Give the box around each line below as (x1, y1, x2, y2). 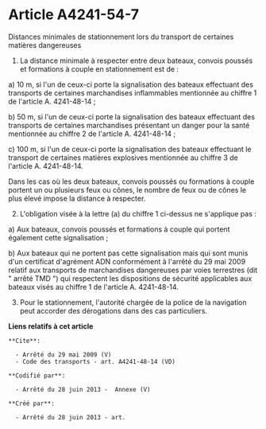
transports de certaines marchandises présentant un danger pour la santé (8, 120, 250, 130)
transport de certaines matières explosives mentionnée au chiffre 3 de (8, 153, 238, 162)
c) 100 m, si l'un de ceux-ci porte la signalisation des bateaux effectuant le (8, 144, 252, 154)
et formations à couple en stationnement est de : (19, 64, 179, 73)
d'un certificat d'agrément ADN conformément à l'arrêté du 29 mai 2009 (8, 256, 246, 266)
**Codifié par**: (8, 372, 66, 380)
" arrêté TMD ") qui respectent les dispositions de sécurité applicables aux (8, 273, 253, 283)
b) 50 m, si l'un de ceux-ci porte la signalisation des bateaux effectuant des (8, 111, 256, 121)
